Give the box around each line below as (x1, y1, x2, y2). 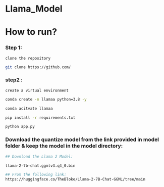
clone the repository (5, 56, 51, 61)
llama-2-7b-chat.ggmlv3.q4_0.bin (5, 163, 76, 168)
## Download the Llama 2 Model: (5, 154, 73, 159)
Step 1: (5, 44, 22, 51)
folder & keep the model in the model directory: (5, 143, 123, 150)
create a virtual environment (5, 88, 69, 93)
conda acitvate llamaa (5, 106, 53, 111)
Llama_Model (5, 3, 63, 15)
